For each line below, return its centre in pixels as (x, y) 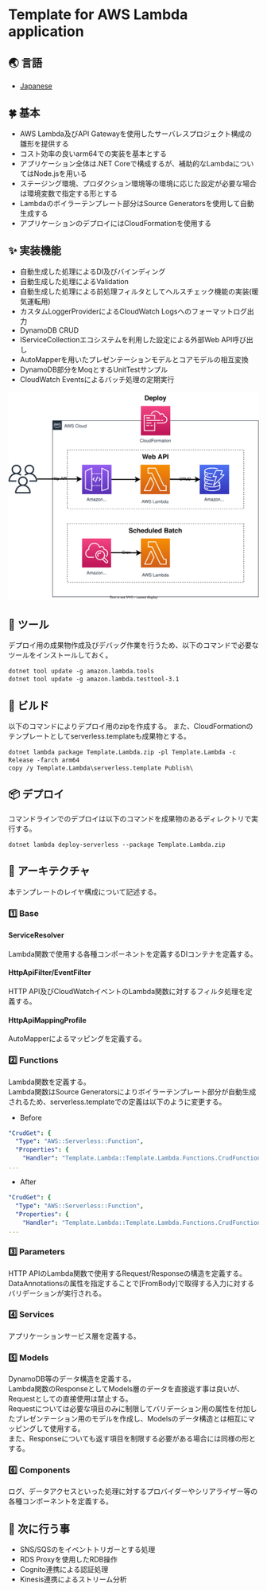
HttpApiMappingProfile (48, 1020)
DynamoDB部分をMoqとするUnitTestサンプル (94, 369)
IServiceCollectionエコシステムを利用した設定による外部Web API (126, 339)
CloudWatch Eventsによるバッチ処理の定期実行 (97, 379)
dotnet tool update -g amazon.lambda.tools (81, 671)
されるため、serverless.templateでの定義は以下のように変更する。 (117, 1102)
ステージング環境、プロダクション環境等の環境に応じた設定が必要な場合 (138, 183)
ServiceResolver (37, 935)
